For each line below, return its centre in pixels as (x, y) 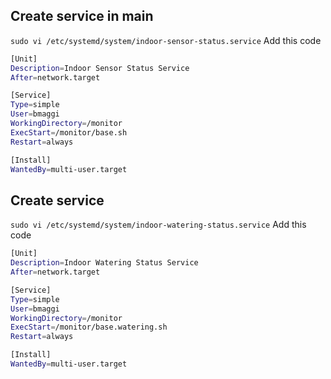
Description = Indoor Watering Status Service (104, 263)
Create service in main (82, 16)
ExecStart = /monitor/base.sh (69, 132)
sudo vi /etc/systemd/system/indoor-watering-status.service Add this (158, 225)
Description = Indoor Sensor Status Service (100, 68)
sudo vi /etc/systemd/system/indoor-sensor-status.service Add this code (166, 40)
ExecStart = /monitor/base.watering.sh (89, 327)
